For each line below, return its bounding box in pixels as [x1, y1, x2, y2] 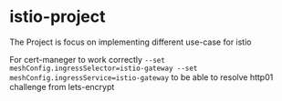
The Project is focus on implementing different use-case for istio [9, 36, 252, 47]
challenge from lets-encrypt [9, 81, 115, 92]
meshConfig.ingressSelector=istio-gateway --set [9, 64, 198, 73]
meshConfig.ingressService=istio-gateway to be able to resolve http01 [9, 71, 274, 83]
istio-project [9, 6, 106, 27]
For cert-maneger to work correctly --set [9, 54, 166, 65]
